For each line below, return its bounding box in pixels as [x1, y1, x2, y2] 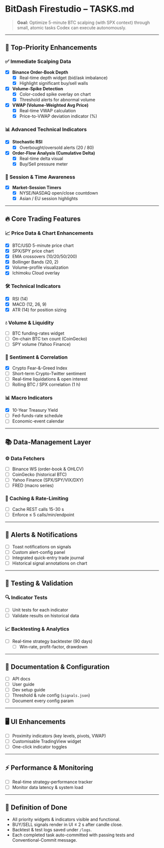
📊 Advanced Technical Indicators [5, 126, 87, 133]
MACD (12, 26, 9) [12, 301, 47, 307]
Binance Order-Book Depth [12, 69, 68, 75]
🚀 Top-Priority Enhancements [5, 43, 98, 52]
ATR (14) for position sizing [12, 306, 67, 313]
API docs [12, 676, 31, 682]
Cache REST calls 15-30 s [12, 506, 64, 512]
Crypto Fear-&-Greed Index [12, 365, 67, 371]
